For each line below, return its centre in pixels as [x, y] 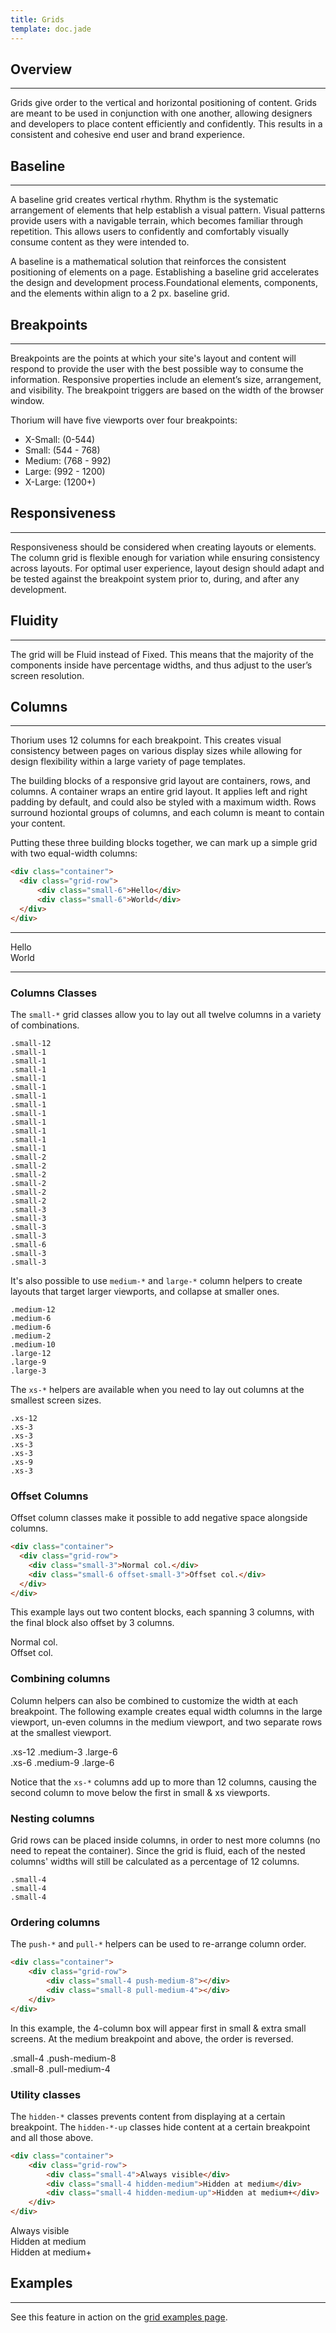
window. [27, 400]
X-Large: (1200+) [60, 482]
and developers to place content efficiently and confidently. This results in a [166, 124]
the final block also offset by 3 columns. [92, 1623]
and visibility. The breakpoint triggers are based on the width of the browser [167, 390]
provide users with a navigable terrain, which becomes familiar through [157, 221]
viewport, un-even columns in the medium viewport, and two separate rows [166, 1722]
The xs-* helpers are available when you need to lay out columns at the [157, 1389]
